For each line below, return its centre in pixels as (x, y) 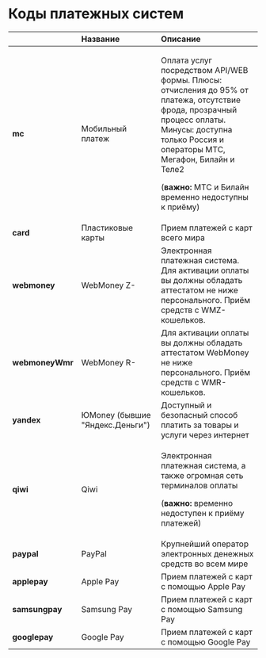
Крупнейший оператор (205, 544)
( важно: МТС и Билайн (205, 187)
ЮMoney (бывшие (116, 415)
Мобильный (104, 128)
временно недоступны (205, 197)
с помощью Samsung (202, 609)
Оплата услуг (186, 60)
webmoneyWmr (43, 362)
